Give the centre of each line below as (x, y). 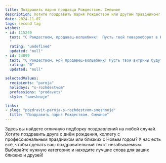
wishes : (13, 28)
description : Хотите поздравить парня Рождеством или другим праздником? (83, 14)
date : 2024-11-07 (23, 19)
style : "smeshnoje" (30, 97)
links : (12, 106)
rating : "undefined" (31, 46)
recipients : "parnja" (32, 83)
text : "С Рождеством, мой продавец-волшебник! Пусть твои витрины (79, 60)
